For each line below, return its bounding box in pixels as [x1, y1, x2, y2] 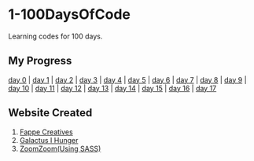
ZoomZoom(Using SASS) [19, 144, 101, 153]
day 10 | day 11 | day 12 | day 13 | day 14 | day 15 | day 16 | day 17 [8, 83, 217, 93]
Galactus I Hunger [19, 135, 79, 145]
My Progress [8, 54, 72, 68]
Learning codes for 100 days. [8, 31, 103, 41]
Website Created [8, 106, 93, 119]
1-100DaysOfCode [8, 5, 131, 24]
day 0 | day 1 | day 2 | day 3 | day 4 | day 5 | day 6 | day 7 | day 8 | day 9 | [8, 75, 247, 84]
